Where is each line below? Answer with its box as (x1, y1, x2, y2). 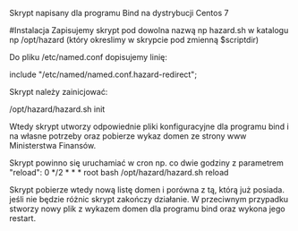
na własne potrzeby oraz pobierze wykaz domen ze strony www (9, 131, 247, 141)
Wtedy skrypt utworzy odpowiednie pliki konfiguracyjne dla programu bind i (9, 121, 289, 132)
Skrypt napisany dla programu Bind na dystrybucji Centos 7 (9, 8, 229, 18)
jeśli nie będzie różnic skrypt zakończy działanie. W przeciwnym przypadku (9, 194, 289, 204)
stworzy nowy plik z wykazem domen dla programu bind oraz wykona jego (9, 203, 285, 214)
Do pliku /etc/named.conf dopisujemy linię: (9, 52, 167, 62)
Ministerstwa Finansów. (9, 141, 97, 150)
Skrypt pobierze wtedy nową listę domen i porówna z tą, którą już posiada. (9, 184, 285, 195)
